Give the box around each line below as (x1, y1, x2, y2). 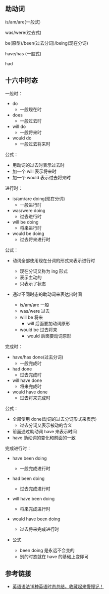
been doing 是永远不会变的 (19, 547, 75, 553)
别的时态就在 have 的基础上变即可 (19, 553, 89, 559)
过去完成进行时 (19, 485, 51, 491)
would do (12, 135, 32, 141)
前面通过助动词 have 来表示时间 (12, 428, 77, 434)
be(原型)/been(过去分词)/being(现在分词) (5, 40, 88, 46)
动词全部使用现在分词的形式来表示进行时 (12, 257, 95, 263)
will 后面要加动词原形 (27, 320, 70, 326)
